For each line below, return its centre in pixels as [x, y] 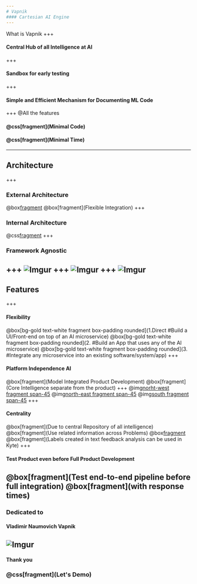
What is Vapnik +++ [30, 33]
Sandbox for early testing [38, 73]
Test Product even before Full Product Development [70, 459]
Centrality [18, 413]
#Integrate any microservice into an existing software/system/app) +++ [92, 355]
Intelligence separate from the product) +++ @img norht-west [95, 388]
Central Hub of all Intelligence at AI [49, 47]
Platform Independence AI [39, 369]
